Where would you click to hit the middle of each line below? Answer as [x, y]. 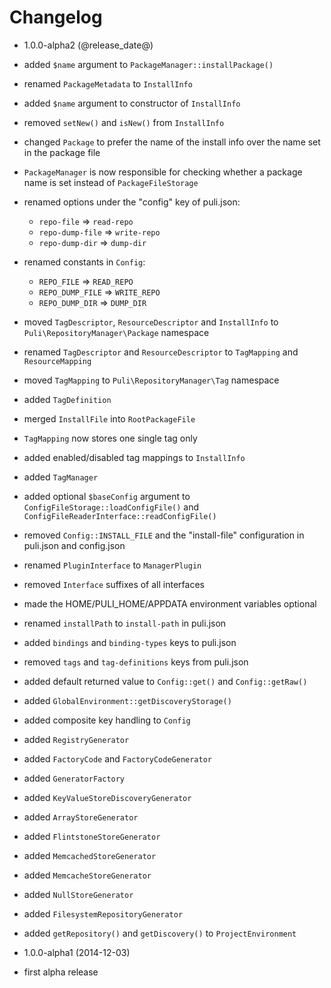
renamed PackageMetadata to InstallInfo [108, 83]
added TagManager [61, 477]
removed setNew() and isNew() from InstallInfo [124, 122]
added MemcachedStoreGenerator [90, 855]
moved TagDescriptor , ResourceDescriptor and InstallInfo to [151, 322]
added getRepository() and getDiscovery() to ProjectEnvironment [160, 933]
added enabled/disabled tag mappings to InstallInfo [134, 457]
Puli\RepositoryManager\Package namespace [116, 332]
